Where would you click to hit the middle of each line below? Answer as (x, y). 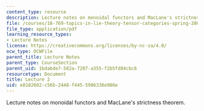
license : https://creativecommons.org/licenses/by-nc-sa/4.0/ (87, 46)
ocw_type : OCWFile (29, 52)
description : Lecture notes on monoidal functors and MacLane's (89, 18)
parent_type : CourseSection (42, 62)
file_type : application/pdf (42, 29)
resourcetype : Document (36, 74)
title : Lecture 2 (28, 79)
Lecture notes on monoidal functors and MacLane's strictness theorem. (96, 103)
